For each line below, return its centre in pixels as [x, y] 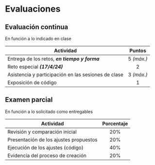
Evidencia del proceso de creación [47, 155]
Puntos [138, 51]
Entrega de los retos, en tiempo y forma [53, 59]
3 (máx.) [138, 75]
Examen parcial [29, 100]
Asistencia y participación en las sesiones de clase [65, 75]
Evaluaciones [33, 9]
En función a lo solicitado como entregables [49, 111]
